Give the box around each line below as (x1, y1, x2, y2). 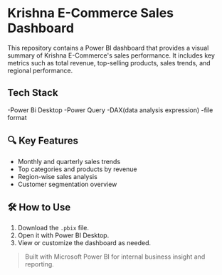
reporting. (24, 260, 55, 269)
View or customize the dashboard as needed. (17, 239, 152, 247)
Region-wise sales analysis (17, 172, 97, 180)
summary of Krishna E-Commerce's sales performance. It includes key (7, 51, 216, 60)
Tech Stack (7, 87, 58, 99)
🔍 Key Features (7, 135, 78, 147)
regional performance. (7, 66, 73, 75)
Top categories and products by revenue (17, 165, 137, 173)
